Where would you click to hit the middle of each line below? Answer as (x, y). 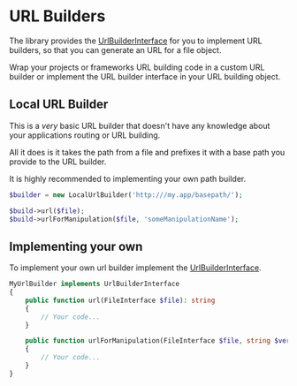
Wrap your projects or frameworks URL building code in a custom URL (137, 67)
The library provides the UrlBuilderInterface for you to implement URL (136, 41)
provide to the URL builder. (58, 162)
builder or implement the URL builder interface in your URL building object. (145, 76)
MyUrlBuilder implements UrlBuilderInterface (94, 284)
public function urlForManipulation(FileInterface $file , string (148, 341)
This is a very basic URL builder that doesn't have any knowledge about (140, 125)
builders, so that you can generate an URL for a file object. (115, 49)
